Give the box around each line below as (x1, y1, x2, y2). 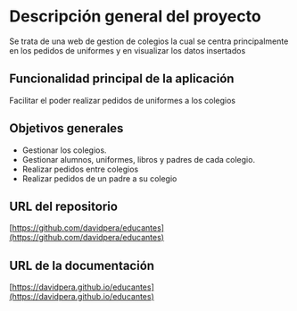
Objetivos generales (9, 121, 124, 136)
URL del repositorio (9, 198, 119, 214)
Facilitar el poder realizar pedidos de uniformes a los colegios (9, 95, 236, 105)
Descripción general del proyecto (9, 6, 261, 27)
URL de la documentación (9, 257, 154, 273)
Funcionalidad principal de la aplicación (9, 71, 235, 87)
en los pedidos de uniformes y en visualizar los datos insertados (9, 45, 246, 55)
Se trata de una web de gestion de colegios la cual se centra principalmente (9, 36, 289, 46)
